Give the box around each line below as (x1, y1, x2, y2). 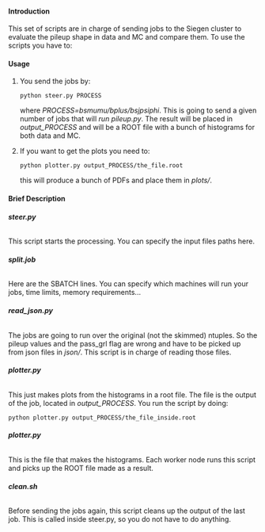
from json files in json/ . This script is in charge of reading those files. (8, 347, 232, 357)
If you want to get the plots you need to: (19, 147, 150, 156)
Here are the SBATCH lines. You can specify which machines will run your (8, 279, 249, 289)
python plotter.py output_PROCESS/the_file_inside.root (8, 413, 196, 422)
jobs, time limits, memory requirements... (8, 288, 141, 297)
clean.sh (8, 481, 38, 491)
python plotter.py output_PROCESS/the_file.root (19, 162, 184, 170)
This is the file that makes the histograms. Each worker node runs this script (8, 455, 256, 465)
